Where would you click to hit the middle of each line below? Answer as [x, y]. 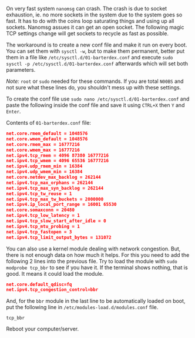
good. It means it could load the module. [55, 273]
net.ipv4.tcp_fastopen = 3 [39, 232]
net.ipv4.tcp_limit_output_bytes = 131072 [59, 237]
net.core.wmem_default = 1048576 [47, 139]
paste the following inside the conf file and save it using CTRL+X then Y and [95, 105]
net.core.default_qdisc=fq [39, 285]
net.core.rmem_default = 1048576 [47, 133]
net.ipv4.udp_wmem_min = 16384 [44, 172]
